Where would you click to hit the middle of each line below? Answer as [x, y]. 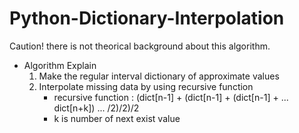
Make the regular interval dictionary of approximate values [159, 76]
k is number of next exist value [117, 118]
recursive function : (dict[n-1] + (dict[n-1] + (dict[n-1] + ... [171, 97]
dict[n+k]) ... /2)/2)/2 [96, 108]
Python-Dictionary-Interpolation [147, 18]
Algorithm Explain [60, 65]
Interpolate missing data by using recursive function [146, 86]
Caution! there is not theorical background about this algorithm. [140, 46]
